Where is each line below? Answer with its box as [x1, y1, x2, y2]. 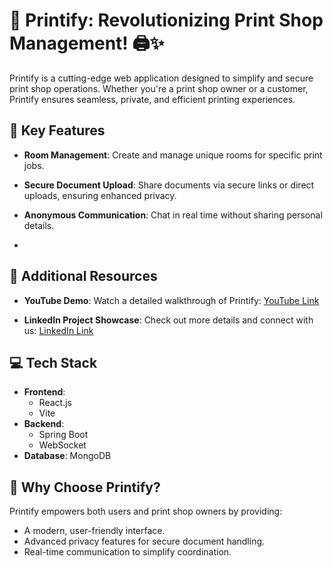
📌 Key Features [9, 122, 106, 139]
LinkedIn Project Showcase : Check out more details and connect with [23, 314, 314, 326]
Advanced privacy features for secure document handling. [23, 535, 266, 548]
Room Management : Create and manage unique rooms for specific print [23, 149, 323, 161]
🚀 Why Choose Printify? [9, 479, 161, 496]
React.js [38, 397, 72, 409]
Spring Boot [38, 429, 89, 441]
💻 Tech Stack [9, 354, 98, 371]
